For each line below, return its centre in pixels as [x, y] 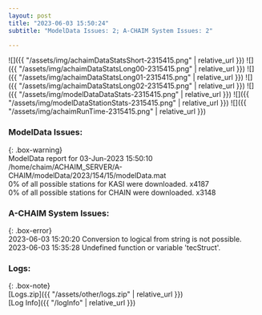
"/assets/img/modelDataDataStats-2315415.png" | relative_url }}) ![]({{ [134, 95]
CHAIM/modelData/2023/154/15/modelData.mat [87, 175]
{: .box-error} [30, 230]
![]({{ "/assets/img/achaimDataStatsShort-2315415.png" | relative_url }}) [127, 60]
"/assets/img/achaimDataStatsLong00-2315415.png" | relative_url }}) [132, 69]
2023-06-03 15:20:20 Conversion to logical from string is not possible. [125, 239]
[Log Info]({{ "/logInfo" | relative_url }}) [72, 303]
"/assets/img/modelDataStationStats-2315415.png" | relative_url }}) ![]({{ [127, 103]
